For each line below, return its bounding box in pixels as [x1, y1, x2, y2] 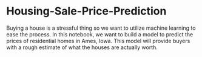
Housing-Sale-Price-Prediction [6, 4, 167, 18]
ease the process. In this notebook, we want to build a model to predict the [6, 30, 194, 38]
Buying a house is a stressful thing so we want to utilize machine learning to [6, 24, 196, 32]
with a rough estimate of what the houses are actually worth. [6, 44, 158, 51]
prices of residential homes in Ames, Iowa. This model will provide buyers [6, 37, 190, 44]
